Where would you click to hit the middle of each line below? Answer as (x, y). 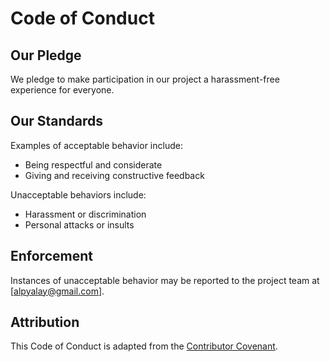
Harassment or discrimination (85, 214)
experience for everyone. (62, 90)
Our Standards (57, 121)
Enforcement (51, 256)
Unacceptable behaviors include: (78, 194)
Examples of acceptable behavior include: (96, 145)
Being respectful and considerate (93, 164)
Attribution (45, 322)
